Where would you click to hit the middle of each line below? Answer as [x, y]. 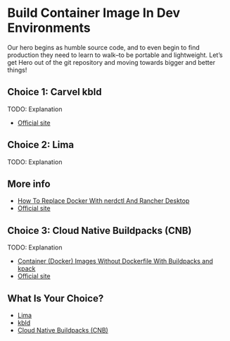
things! [17, 70]
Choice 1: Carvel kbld [55, 92]
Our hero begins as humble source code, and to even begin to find [104, 47]
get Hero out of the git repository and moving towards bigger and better [111, 62]
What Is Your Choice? [56, 298]
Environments [49, 28]
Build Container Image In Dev [94, 13]
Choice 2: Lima [41, 145]
